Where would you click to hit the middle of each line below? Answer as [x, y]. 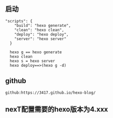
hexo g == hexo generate [36, 52]
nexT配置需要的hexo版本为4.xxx [57, 110]
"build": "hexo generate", [43, 25]
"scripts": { [19, 21]
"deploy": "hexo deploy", [42, 34]
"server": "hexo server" [40, 39]
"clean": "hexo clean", [39, 30]
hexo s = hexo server [33, 61]
